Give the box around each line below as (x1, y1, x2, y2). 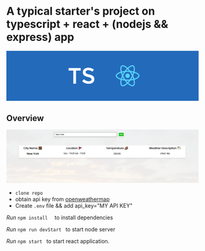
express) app (6, 31, 74, 44)
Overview (6, 113, 45, 123)
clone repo (15, 190, 43, 196)
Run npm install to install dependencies (6, 214, 113, 221)
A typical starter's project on (6, 4, 156, 18)
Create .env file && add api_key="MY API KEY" (15, 202, 133, 209)
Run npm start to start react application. (6, 237, 110, 245)
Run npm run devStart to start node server (6, 225, 116, 233)
